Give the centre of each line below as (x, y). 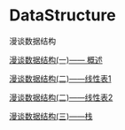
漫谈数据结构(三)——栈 (51, 116)
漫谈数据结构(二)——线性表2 (61, 97)
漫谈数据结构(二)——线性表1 (60, 78)
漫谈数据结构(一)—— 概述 (56, 59)
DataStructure (63, 15)
